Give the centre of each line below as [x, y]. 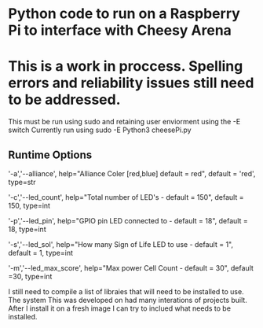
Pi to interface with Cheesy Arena [120, 30]
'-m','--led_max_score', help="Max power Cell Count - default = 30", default [131, 267]
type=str [22, 182]
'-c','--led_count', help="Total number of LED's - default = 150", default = [126, 197]
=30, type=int [30, 276]
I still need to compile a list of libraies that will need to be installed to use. [126, 291]
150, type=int [29, 205]
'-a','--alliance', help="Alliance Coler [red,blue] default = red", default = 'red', [132, 173]
